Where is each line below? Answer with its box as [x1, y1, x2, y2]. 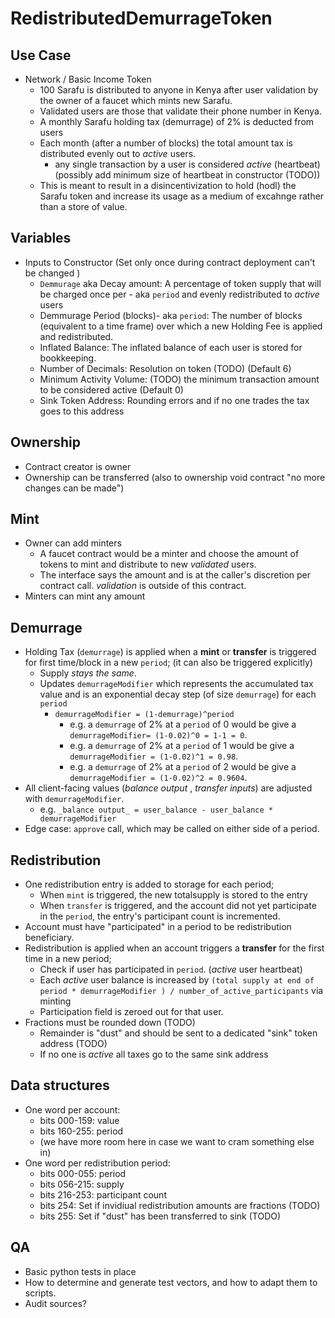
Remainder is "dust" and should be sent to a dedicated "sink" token [39, 1027, 318, 1039]
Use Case [10, 47, 72, 64]
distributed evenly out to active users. [39, 148, 197, 159]
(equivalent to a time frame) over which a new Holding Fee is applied [39, 320, 323, 332]
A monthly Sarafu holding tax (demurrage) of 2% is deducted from [39, 116, 315, 127]
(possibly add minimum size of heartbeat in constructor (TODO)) [54, 169, 321, 181]
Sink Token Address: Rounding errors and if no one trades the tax [39, 394, 310, 406]
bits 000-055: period [39, 1167, 127, 1179]
